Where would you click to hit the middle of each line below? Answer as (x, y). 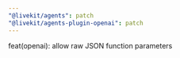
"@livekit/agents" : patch (51, 15)
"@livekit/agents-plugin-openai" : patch (76, 23)
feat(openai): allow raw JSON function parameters (90, 45)
